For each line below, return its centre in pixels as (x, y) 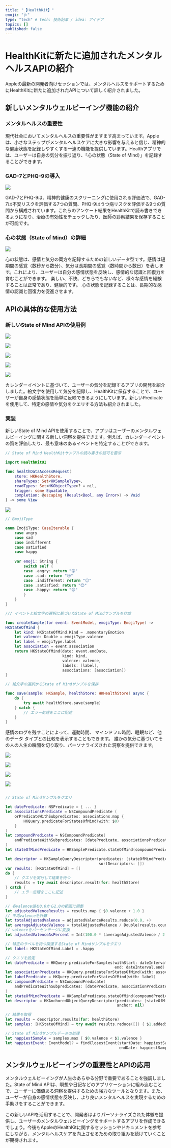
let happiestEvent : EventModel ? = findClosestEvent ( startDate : (74, 1043)
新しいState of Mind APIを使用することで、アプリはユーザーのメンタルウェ (83, 431)
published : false (24, 29)
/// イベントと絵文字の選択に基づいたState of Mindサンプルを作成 (68, 613)
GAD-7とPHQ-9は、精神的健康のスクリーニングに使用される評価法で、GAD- (85, 198)
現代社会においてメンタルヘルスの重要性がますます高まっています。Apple (82, 136)
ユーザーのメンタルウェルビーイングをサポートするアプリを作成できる (92, 1121)
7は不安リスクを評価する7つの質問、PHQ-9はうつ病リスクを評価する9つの (83, 204)
